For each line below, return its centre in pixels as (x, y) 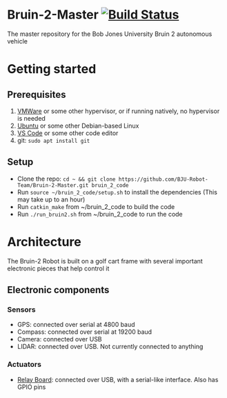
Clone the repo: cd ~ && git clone (66, 179)
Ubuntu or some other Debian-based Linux (78, 126)
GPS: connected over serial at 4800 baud (76, 325)
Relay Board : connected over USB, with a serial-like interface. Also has (118, 379)
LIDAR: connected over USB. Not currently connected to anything (110, 347)
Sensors (21, 309)
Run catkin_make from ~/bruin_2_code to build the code (96, 206)
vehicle (17, 41)
